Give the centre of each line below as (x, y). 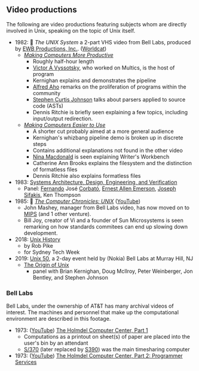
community (47, 93)
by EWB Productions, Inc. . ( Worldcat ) (61, 48)
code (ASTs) (48, 106)
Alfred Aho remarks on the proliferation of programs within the (109, 87)
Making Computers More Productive (68, 55)
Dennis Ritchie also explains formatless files (87, 175)
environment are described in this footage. (59, 319)
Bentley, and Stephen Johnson (71, 277)
